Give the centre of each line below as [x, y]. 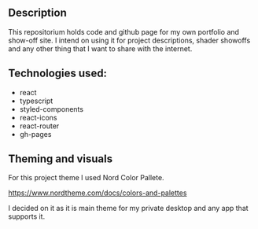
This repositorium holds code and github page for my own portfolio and [124, 31]
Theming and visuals [61, 159]
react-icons [38, 117]
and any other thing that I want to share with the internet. [100, 48]
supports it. [27, 216]
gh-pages [35, 134]
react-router [39, 126]
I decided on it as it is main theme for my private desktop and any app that [129, 209]
